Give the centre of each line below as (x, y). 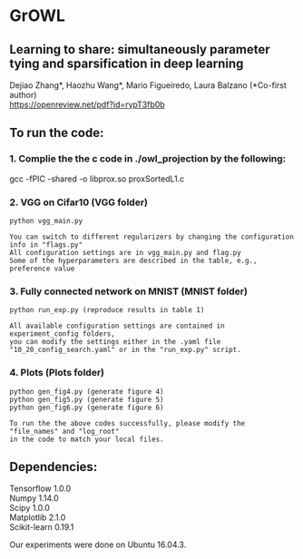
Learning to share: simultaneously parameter (140, 49)
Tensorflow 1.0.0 (40, 489)
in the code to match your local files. (87, 439)
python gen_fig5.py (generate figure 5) (87, 399)
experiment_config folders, (63, 334)
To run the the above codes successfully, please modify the (127, 423)
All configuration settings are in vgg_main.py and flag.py (126, 252)
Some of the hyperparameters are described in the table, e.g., (133, 260)
